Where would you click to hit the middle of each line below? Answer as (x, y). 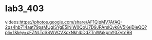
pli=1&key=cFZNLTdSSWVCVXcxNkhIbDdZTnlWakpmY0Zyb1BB (69, 32)
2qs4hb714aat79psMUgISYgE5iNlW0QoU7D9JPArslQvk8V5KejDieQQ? (76, 27)
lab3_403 (25, 9)
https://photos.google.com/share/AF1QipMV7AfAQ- (71, 22)
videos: (12, 22)
